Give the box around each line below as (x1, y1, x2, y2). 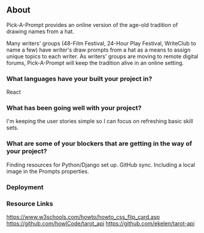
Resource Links (6, 199, 53, 208)
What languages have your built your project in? (6, 74, 153, 83)
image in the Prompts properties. (6, 167, 89, 175)
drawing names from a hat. (6, 28, 75, 35)
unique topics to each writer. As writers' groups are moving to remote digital (6, 52, 198, 60)
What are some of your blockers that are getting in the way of (6, 139, 192, 148)
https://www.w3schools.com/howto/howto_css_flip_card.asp (6, 213, 161, 220)
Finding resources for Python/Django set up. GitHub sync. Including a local (6, 161, 195, 168)
